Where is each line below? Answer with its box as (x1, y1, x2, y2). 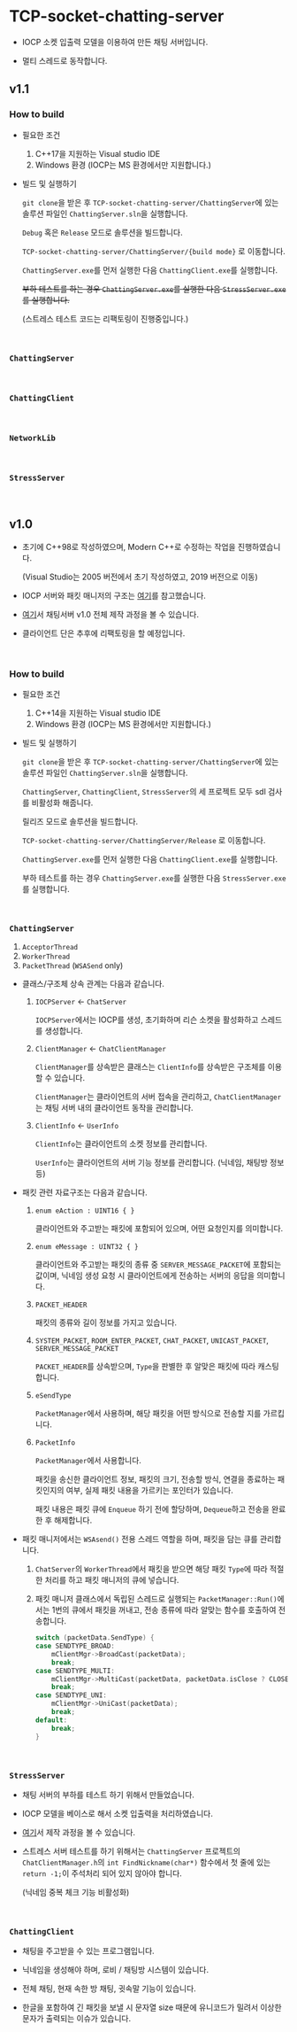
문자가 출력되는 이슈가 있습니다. (21, 2013, 131, 2024)
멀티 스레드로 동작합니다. (21, 55, 108, 66)
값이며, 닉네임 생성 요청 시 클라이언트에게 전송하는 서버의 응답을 (34, 1270, 255, 1281)
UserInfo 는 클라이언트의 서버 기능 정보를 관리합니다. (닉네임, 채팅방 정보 (34, 1158, 285, 1168)
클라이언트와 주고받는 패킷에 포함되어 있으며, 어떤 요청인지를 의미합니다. (34, 1223, 284, 1234)
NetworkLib (9, 433, 56, 444)
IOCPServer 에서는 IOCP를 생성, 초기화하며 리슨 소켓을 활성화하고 (34, 1014, 259, 1025)
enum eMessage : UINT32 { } (34, 1243, 139, 1252)
